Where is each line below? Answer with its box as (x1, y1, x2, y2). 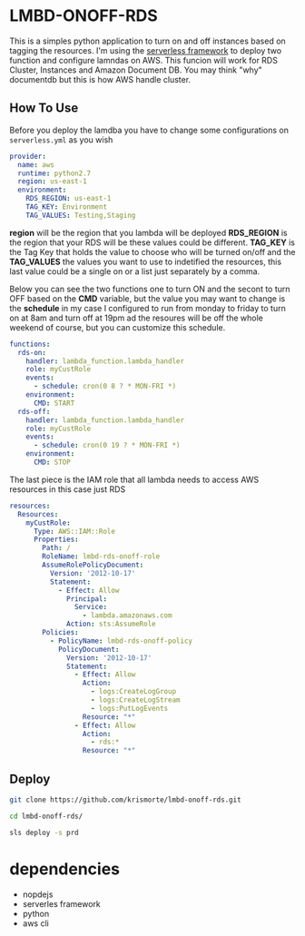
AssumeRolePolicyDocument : (42, 560, 144, 569)
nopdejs (22, 889, 54, 900)
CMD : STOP (33, 458, 71, 467)
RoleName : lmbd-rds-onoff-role (42, 552, 161, 561)
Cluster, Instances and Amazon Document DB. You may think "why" (9, 64, 263, 75)
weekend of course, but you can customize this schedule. (9, 321, 226, 332)
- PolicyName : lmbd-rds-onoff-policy (49, 636, 193, 645)
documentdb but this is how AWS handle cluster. (9, 74, 192, 84)
